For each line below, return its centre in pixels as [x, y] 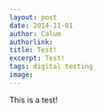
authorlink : [31, 42]
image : [21, 75]
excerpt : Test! [37, 58]
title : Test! [33, 50]
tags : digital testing [51, 67]
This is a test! [34, 100]
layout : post [33, 17]
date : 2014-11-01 [41, 26]
